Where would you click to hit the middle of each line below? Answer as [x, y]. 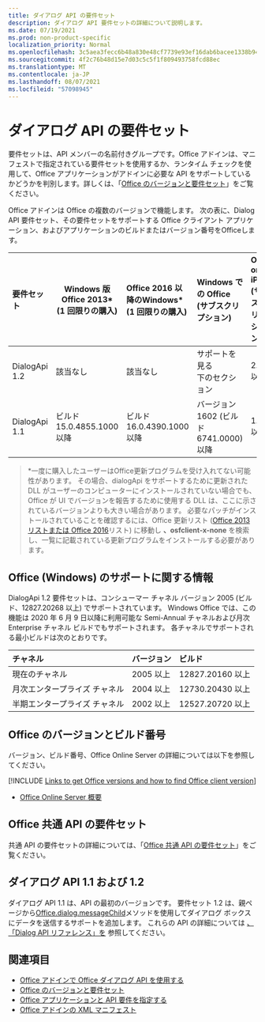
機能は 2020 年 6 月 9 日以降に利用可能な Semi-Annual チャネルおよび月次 [129, 618]
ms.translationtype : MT [47, 67]
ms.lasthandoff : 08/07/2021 [54, 81]
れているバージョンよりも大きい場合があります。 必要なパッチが [132, 510]
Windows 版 [87, 290]
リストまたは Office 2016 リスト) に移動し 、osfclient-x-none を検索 [138, 530]
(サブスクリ [218, 306]
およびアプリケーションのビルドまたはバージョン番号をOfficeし [145, 230]
